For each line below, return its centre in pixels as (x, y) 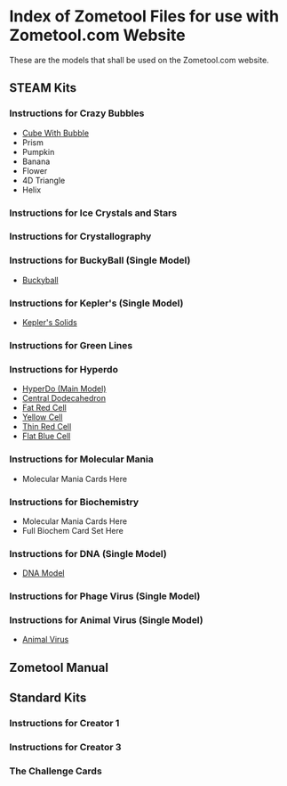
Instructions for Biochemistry (74, 502)
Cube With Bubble (56, 133)
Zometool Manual (59, 667)
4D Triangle (44, 180)
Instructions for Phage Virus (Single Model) (105, 596)
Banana (36, 161)
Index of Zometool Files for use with (144, 16)
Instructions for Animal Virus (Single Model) (107, 620)
